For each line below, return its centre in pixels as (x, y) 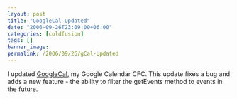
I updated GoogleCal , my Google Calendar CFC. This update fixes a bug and (119, 74)
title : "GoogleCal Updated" (49, 21)
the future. (23, 89)
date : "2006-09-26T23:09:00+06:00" (60, 27)
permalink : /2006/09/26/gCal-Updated (63, 54)
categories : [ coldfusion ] (45, 34)
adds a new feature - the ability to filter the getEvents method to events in (115, 81)
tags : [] (20, 41)
